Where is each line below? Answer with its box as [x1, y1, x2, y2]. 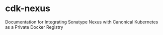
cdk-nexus [5, 3, 51, 14]
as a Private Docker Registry [5, 24, 64, 30]
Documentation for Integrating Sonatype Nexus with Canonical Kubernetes [5, 19, 158, 25]
